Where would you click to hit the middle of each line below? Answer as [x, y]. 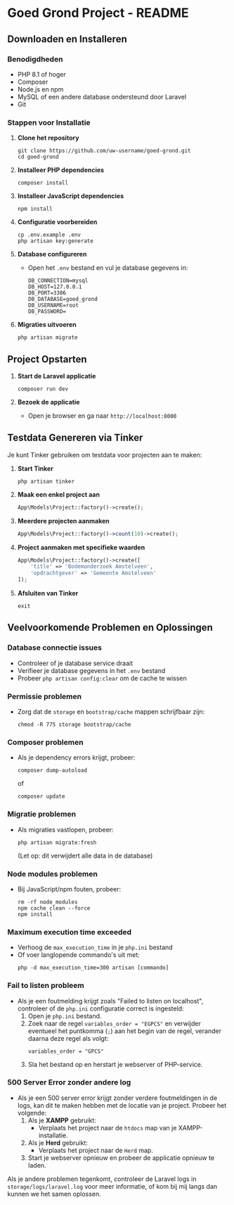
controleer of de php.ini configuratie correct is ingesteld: [100, 1008]
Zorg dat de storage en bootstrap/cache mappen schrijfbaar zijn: [111, 712]
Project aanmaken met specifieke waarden [81, 547]
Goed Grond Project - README [98, 13]
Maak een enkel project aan [59, 494]
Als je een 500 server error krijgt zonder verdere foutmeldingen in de [117, 1098]
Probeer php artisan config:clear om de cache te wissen [102, 678]
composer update [41, 797]
